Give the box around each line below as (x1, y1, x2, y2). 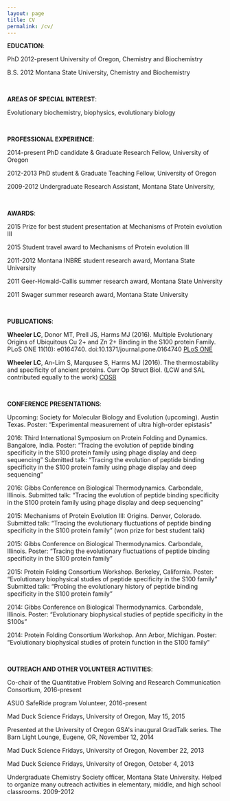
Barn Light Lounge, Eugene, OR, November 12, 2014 (7, 733, 154, 741)
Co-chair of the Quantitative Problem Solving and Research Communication (7, 678, 221, 687)
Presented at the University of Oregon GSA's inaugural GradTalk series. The (7, 726, 222, 734)
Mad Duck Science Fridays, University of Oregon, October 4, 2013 (7, 760, 194, 768)
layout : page (7, 10, 45, 17)
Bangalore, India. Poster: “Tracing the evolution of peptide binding (7, 441, 194, 450)
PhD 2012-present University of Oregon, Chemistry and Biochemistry (7, 55, 203, 63)
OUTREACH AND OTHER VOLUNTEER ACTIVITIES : (7, 665, 153, 674)
